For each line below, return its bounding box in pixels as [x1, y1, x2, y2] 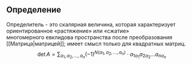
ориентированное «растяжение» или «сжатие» [6, 27, 130, 34]
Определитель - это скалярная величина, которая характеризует [6, 20, 176, 28]
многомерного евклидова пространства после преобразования [6, 33, 173, 41]
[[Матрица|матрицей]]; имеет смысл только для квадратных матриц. [6, 40, 187, 47]
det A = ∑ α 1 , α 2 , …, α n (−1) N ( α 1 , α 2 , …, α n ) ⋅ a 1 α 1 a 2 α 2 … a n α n [37, 49, 167, 60]
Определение [6, 5, 62, 15]
